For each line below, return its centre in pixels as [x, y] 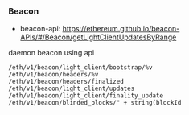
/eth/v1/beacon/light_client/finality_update [86, 96]
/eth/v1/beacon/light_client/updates [72, 89]
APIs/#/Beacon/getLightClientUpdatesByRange [98, 37]
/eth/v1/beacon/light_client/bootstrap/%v [80, 68]
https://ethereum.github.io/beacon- [121, 29]
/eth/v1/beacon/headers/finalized [66, 82]
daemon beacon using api [51, 53]
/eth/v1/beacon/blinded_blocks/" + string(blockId [95, 103]
